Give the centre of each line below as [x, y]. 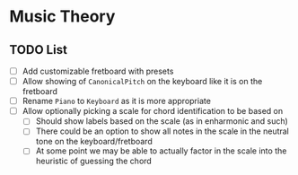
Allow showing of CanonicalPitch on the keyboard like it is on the [142, 82]
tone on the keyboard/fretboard [94, 142]
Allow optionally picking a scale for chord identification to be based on [153, 111]
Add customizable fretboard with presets [98, 71]
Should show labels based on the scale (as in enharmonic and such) [162, 121]
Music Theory [62, 17]
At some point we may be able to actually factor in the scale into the [161, 151]
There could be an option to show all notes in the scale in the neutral [162, 131]
